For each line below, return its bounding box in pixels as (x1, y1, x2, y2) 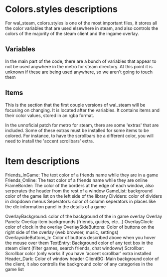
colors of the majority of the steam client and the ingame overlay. (5, 30, 139, 36)
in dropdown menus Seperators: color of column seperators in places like (5, 198, 156, 204)
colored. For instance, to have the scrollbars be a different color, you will (5, 133, 154, 138)
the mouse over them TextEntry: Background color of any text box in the (5, 240, 154, 246)
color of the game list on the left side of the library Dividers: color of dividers (5, 193, 163, 199)
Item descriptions (5, 155, 80, 166)
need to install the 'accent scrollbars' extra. (5, 138, 94, 144)
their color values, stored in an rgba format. (5, 112, 94, 118)
